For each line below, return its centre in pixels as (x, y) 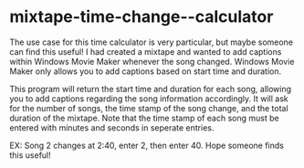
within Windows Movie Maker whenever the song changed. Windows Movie (152, 61)
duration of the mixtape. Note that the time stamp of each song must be (145, 118)
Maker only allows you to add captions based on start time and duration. (145, 71)
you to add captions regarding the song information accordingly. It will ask (149, 99)
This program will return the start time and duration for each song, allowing (151, 89)
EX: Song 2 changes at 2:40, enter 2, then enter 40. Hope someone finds (147, 145)
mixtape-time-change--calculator (142, 17)
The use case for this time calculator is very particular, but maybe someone (152, 42)
